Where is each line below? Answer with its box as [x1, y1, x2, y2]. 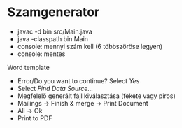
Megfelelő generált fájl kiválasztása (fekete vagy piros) [17, 92, 176, 100]
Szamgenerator [7, 4, 100, 20]
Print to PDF [17, 113, 52, 122]
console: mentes [17, 50, 66, 58]
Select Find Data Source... [17, 84, 93, 92]
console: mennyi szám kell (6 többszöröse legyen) [17, 42, 163, 50]
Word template [7, 63, 50, 71]
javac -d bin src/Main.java [17, 27, 92, 36]
